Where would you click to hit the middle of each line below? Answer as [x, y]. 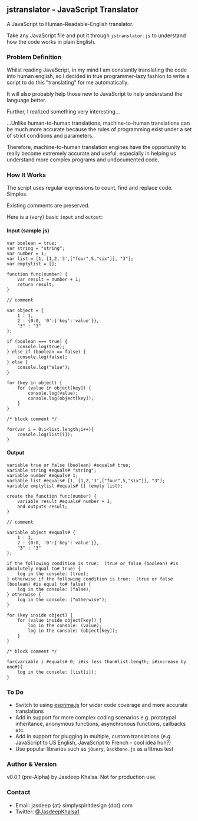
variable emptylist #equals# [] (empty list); [65, 486]
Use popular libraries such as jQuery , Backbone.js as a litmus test [94, 749]
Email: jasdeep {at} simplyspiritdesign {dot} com [74, 805]
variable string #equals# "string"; [52, 470]
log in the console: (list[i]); [57, 672]
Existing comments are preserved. [48, 206]
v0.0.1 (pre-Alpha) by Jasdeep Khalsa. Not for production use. [82, 777]
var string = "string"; [36, 248]
